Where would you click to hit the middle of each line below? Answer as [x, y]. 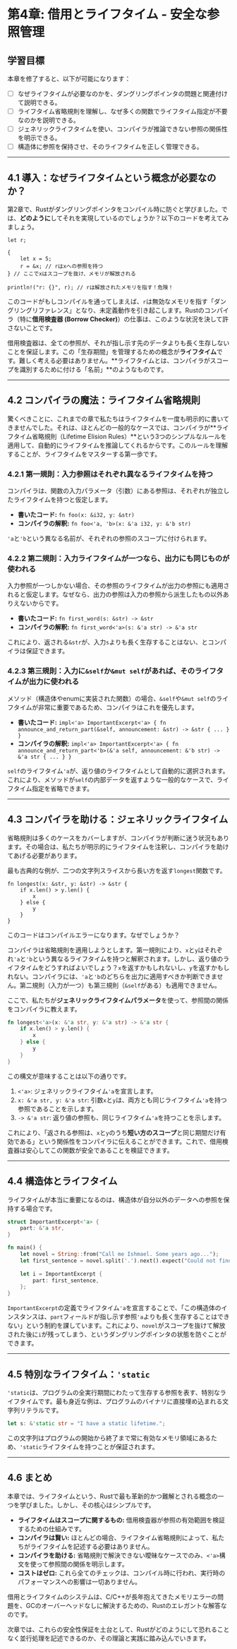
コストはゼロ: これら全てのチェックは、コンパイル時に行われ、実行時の [121, 1573]
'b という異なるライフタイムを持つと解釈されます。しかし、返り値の [124, 959]
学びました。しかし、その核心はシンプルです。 [87, 1505]
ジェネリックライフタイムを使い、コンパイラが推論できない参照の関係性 [122, 129]
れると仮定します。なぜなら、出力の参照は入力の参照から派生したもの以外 [115, 594]
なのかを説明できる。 [48, 120]
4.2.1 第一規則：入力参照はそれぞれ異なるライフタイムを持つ [110, 474]
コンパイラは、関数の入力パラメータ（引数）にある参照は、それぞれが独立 [115, 491]
